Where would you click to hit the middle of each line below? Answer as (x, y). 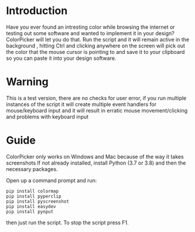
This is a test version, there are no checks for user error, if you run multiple (96, 98)
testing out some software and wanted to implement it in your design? (90, 33)
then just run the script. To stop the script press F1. (67, 222)
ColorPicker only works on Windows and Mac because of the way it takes (95, 156)
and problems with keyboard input (47, 117)
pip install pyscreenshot (37, 201)
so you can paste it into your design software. (61, 58)
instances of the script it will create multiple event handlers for (81, 104)
